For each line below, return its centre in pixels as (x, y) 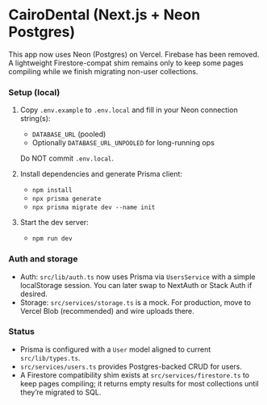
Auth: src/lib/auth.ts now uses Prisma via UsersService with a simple (138, 277)
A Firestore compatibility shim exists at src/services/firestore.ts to (135, 375)
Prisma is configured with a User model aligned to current (115, 349)
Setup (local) (34, 92)
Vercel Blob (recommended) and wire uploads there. (107, 311)
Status (21, 332)
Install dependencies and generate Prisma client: (101, 174)
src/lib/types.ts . (50, 357)
